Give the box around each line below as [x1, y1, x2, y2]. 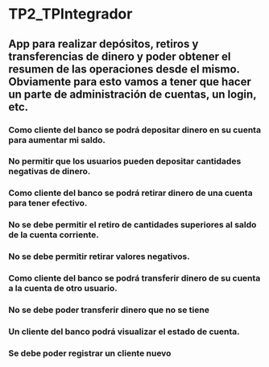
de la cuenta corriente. [8, 229, 99, 240]
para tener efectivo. [8, 198, 88, 209]
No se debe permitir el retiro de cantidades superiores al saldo [8, 219, 257, 231]
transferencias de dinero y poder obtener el [8, 49, 231, 63]
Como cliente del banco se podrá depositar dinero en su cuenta [8, 124, 262, 136]
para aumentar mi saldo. [8, 134, 106, 145]
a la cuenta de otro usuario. [8, 283, 118, 294]
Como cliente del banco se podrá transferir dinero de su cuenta [8, 273, 261, 284]
